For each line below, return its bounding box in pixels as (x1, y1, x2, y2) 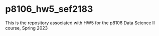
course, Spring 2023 (5, 25, 48, 31)
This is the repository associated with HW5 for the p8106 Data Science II (5, 20, 155, 26)
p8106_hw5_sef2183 (5, 3, 93, 15)
